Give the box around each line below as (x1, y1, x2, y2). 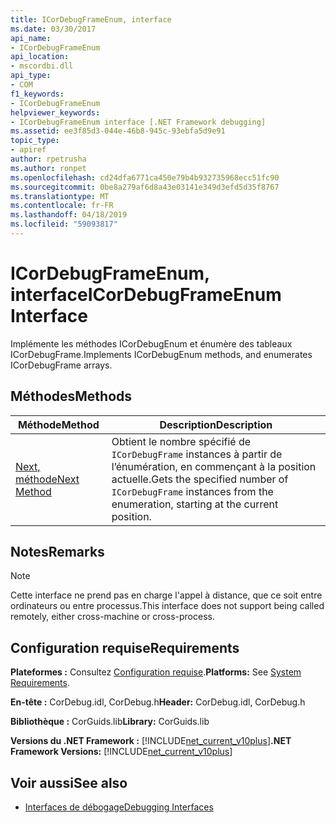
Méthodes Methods (10, 388, 133, 405)
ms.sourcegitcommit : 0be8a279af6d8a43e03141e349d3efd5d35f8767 (10, 182, 280, 192)
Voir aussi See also (10, 774, 128, 791)
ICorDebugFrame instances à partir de (111, 447, 283, 461)
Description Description (159, 417, 273, 431)
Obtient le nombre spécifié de (111, 434, 252, 448)
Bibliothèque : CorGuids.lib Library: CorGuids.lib (10, 716, 210, 728)
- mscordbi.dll (10, 61, 74, 71)
